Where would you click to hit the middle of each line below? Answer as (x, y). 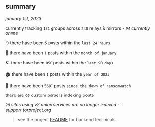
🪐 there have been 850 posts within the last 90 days (60, 63)
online (12, 33)
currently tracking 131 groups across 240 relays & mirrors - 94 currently (78, 28)
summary (21, 7)
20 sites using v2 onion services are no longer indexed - (63, 104)
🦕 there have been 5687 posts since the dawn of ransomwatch (68, 85)
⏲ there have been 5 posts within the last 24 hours (58, 43)
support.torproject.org (28, 110)
